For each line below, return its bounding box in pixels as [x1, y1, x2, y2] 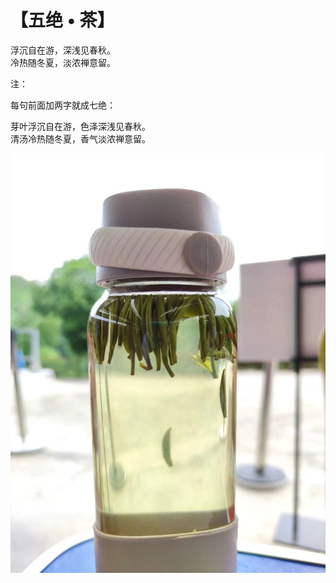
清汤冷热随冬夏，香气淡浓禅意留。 [10, 132, 151, 145]
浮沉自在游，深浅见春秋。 [10, 44, 116, 56]
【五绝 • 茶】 [10, 9, 115, 32]
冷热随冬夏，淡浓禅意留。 [10, 56, 116, 68]
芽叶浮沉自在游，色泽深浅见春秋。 [10, 120, 151, 132]
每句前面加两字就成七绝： [10, 99, 116, 111]
